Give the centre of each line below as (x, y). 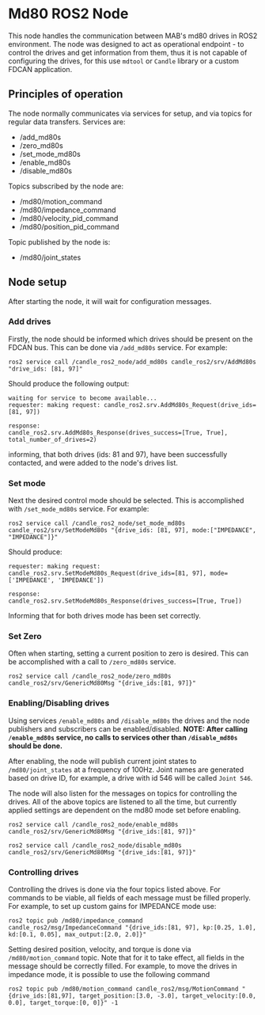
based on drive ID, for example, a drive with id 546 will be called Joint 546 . (131, 777)
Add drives (30, 321)
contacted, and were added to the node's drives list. (93, 462)
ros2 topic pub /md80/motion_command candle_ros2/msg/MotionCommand (123, 989)
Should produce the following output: (69, 383)
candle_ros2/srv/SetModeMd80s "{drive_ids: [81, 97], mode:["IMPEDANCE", (132, 530)
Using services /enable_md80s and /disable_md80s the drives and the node (129, 720)
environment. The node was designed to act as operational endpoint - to (126, 44)
